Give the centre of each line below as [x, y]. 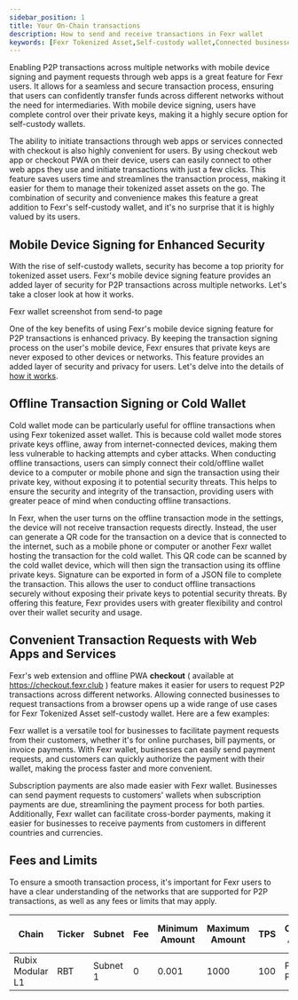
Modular [31, 971]
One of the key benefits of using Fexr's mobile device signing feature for [141, 329]
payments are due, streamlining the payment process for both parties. [137, 804]
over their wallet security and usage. [76, 612]
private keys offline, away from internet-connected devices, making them [143, 444]
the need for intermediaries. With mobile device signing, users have [133, 105]
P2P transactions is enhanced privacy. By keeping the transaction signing [143, 338]
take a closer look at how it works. [72, 295]
